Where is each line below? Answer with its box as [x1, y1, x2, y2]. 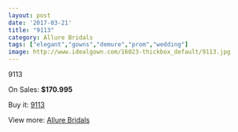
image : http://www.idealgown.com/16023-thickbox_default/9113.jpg [8, 48, 231, 56]
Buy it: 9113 [8, 100, 45, 109]
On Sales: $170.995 [8, 85, 73, 94]
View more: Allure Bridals [8, 115, 91, 124]
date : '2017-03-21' [8, 19, 73, 27]
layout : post [8, 11, 51, 20]
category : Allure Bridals [8, 33, 93, 42]
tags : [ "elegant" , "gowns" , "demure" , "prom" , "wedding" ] [8, 41, 189, 49]
